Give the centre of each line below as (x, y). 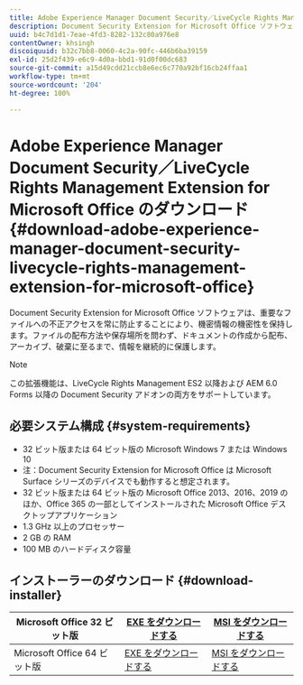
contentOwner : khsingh (52, 43)
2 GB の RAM (47, 538)
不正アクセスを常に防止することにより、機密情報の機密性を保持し (170, 324)
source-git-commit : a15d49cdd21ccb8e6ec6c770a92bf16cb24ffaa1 (129, 69)
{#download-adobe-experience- (134, 229)
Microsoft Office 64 (55, 653)
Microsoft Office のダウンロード (129, 209)
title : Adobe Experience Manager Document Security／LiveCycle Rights (144, 18)
